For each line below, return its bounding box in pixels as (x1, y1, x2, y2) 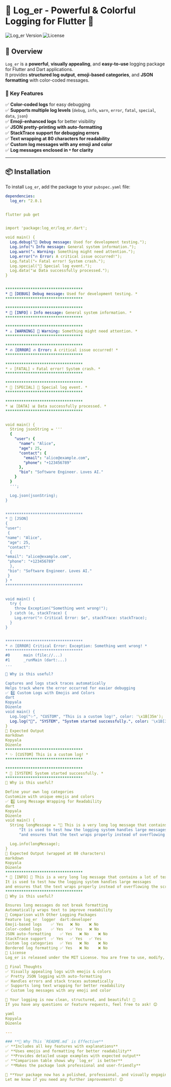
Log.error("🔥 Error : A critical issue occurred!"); (10, 254, 122, 259)
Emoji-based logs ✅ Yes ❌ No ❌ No (5, 921, 99, 927)
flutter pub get (5, 212, 40, 217)
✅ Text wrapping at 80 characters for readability (5, 135, 110, 142)
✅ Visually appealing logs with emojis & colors (5, 969, 111, 974)
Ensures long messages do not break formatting (5, 903, 108, 908)
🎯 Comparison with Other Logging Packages (5, 912, 97, 917)
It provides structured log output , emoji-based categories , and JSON (5, 72, 154, 78)
